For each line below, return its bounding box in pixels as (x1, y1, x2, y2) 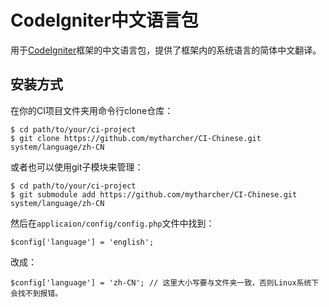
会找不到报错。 (10, 288, 63, 298)
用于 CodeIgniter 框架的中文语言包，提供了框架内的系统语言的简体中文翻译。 (10, 44, 322, 56)
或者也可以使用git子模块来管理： (10, 161, 144, 173)
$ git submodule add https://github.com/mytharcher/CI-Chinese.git (10, 189, 298, 200)
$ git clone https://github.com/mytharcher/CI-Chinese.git (10, 133, 262, 143)
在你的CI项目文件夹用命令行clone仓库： (10, 104, 174, 116)
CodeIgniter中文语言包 (10, 9, 199, 32)
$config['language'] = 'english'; (10, 237, 155, 247)
